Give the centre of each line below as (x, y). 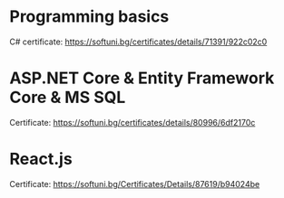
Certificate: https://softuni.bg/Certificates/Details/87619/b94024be (135, 184)
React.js (41, 159)
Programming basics (89, 17)
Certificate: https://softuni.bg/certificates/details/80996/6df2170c (132, 122)
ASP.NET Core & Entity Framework (142, 78)
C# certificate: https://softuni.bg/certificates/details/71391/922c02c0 (138, 42)
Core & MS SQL (68, 98)
